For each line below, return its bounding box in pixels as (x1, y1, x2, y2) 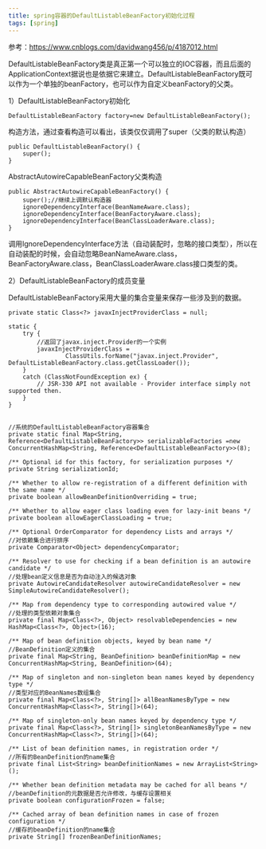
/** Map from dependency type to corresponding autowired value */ (8, 600, 237, 608)
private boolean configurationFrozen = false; (8, 796, 166, 804)
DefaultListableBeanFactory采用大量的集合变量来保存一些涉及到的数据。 (8, 293, 246, 302)
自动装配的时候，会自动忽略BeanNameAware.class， (8, 249, 182, 258)
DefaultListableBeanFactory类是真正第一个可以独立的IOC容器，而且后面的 (8, 59, 252, 69)
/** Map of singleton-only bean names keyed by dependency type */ (8, 717, 237, 725)
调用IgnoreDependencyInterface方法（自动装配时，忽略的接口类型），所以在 (8, 238, 258, 248)
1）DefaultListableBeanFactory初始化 (8, 96, 131, 105)
